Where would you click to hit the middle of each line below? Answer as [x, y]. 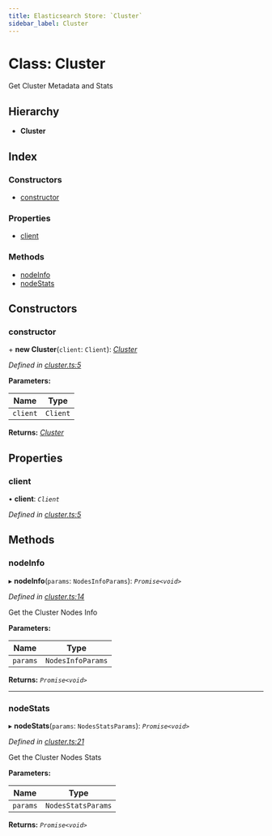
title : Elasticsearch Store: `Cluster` [76, 16]
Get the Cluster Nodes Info [53, 612]
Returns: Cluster [36, 433]
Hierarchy [34, 111]
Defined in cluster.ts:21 [47, 741]
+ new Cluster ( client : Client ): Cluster [73, 349]
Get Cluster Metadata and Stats [61, 86]
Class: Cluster [57, 64]
